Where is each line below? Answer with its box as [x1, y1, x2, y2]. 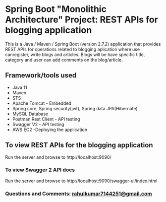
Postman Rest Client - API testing [12, 116, 80, 122]
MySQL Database [12, 111, 49, 117]
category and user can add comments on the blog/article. [5, 57, 123, 63]
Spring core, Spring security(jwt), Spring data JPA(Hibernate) [12, 105, 138, 111]
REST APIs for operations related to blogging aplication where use [5, 46, 140, 52]
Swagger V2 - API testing [12, 121, 64, 127]
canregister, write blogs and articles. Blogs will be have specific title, [5, 51, 145, 58]
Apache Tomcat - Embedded [12, 100, 72, 106]
